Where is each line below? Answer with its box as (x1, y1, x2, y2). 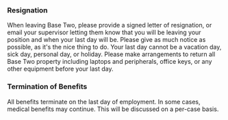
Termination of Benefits (7, 82, 88, 91)
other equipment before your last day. (7, 64, 114, 73)
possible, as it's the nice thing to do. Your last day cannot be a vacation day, (7, 43, 222, 51)
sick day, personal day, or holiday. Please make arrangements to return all (7, 50, 216, 58)
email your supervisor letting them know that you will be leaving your (7, 28, 201, 36)
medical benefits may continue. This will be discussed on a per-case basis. (7, 105, 219, 113)
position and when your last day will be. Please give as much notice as (7, 36, 206, 44)
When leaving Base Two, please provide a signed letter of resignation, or (7, 21, 212, 29)
